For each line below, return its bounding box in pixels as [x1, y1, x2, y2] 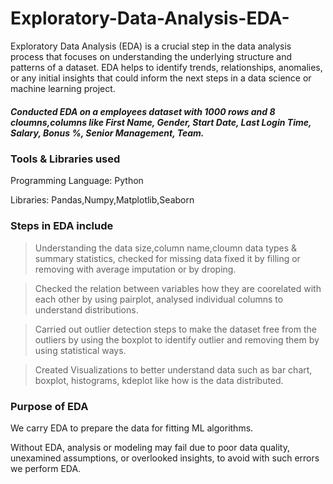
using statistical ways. [34, 344, 127, 356]
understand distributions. [34, 303, 139, 316]
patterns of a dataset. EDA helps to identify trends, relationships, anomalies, [10, 61, 323, 73]
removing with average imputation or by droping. [34, 263, 237, 275]
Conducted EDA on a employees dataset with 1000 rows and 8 [10, 105, 276, 117]
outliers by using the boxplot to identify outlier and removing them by [34, 333, 320, 346]
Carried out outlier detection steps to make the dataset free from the [34, 323, 317, 335]
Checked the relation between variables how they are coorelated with [34, 282, 322, 294]
